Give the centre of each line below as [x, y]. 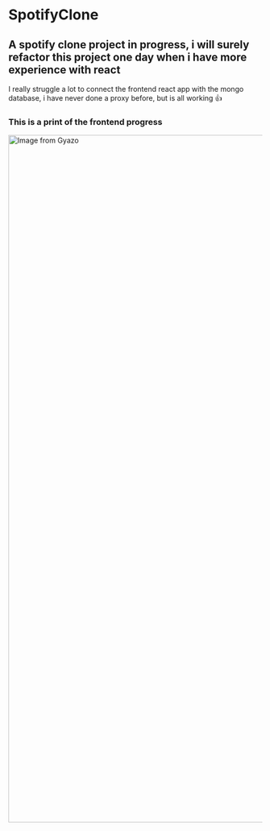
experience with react [64, 70]
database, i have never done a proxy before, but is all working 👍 [116, 98]
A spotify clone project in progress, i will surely [129, 45]
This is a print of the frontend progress [85, 122]
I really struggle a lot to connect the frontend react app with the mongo [126, 89]
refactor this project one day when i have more [128, 57]
